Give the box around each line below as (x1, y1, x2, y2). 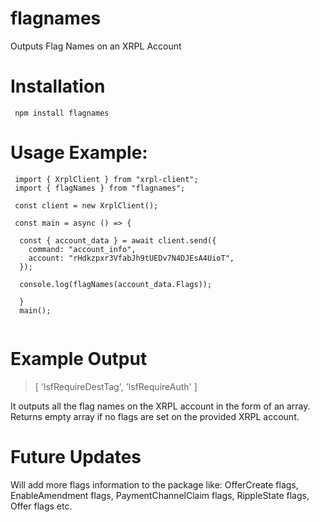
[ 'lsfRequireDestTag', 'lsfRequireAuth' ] (34, 380, 198, 392)
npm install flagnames (14, 108, 110, 118)
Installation (10, 75, 106, 98)
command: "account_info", (28, 244, 137, 254)
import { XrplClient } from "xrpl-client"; (14, 174, 199, 184)
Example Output (10, 348, 148, 370)
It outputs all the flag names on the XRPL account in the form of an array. (10, 400, 311, 412)
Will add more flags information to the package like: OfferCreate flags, (10, 478, 299, 491)
